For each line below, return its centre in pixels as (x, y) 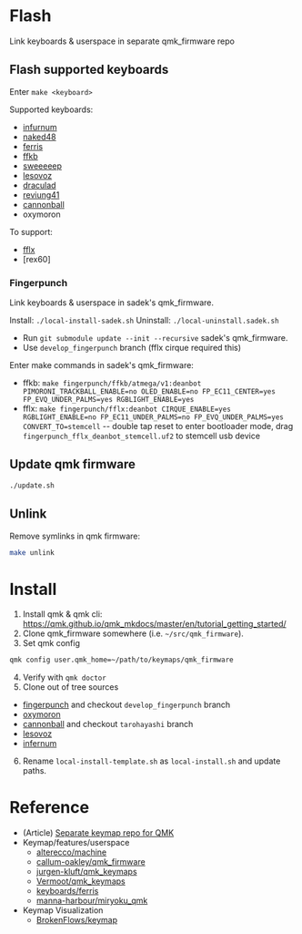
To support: (31, 231)
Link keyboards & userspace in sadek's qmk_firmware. (111, 303)
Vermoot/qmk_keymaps (81, 881)
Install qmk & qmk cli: (62, 614)
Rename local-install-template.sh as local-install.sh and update (151, 761)
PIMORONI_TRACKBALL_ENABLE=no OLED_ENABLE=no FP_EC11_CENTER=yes (149, 392)
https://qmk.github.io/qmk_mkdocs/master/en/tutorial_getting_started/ (154, 624)
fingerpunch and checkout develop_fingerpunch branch (126, 705)
